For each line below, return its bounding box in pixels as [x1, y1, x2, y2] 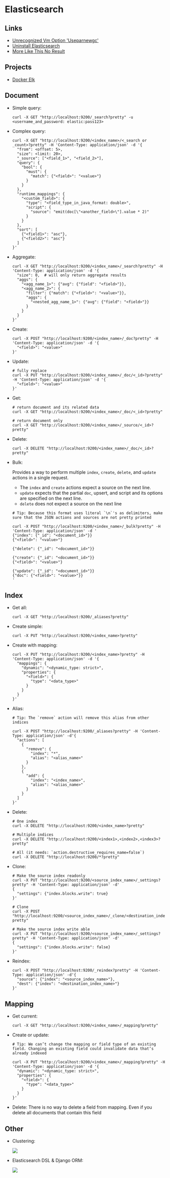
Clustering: [12, 1138, 36, 1144]
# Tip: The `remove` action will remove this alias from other [12, 715, 150, 720]
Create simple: [12, 623, 43, 630]
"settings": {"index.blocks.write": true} [17, 891, 108, 896]
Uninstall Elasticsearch [12, 43, 60, 49]
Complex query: [12, 128, 46, 134]
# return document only [12, 418, 63, 423]
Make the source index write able [17, 927, 90, 932]
